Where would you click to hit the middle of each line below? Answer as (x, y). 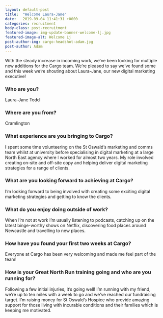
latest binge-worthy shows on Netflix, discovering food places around (76, 226)
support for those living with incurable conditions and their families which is (81, 305)
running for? (20, 278)
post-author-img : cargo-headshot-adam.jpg (49, 42)
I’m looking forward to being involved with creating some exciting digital (78, 191)
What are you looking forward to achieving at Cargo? (69, 181)
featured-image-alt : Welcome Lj (38, 38)
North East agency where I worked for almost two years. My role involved (79, 157)
